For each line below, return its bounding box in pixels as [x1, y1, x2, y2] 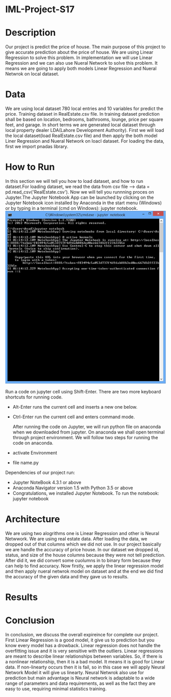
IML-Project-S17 [5, 4, 75, 15]
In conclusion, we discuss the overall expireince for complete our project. [5, 632, 159, 638]
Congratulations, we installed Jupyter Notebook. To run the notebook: [12, 490, 159, 496]
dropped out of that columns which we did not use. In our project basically [5, 541, 161, 547]
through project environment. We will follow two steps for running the [12, 435, 158, 441]
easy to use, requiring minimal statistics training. [5, 686, 107, 692]
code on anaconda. [12, 440, 53, 446]
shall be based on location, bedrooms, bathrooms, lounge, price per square [5, 116, 163, 123]
